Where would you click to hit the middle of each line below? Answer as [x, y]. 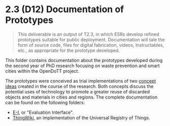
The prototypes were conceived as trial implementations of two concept [81, 81]
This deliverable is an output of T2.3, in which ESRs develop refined [88, 34]
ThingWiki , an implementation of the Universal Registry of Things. [81, 117]
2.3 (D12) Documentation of [65, 9]
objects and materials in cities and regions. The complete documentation [81, 97]
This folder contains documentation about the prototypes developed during [84, 60]
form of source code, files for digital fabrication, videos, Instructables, [91, 45]
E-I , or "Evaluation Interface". [43, 112]
